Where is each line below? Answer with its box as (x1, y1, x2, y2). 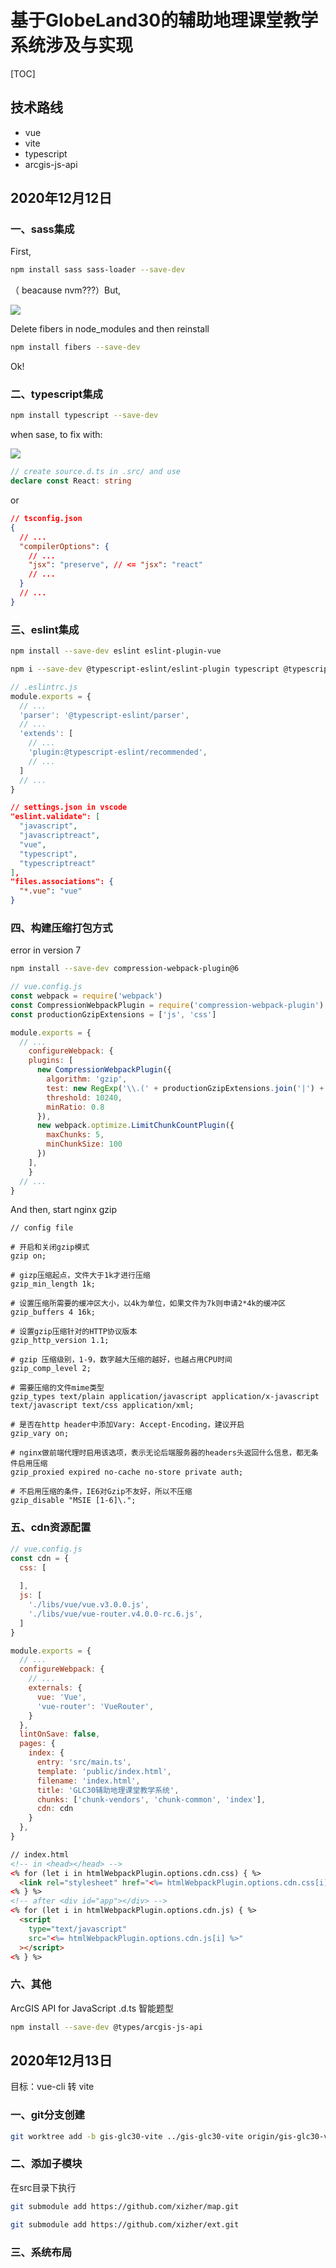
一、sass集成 (10, 222, 75, 236)
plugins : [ (28, 1056, 74, 1066)
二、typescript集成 (10, 387, 103, 401)
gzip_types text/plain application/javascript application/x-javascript (10, 1392, 320, 1402)
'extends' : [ (19, 729, 74, 739)
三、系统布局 (10, 2245, 73, 2259)
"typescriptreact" (19, 858, 97, 868)
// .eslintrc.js (10, 682, 78, 692)
